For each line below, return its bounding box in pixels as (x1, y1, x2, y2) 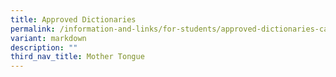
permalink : (10, 24, 56, 34)
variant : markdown (10, 33, 87, 43)
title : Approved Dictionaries (10, 14, 137, 25)
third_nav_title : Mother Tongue (10, 52, 145, 62)
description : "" (10, 42, 78, 53)
